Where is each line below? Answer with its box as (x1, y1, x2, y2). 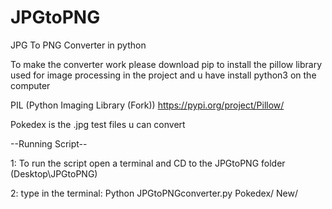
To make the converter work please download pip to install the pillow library (10, 58, 323, 70)
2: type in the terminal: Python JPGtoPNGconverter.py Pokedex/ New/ (10, 187, 298, 199)
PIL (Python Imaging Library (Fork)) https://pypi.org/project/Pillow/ (10, 99, 285, 111)
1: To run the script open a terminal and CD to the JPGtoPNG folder (10, 157, 286, 169)
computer (10, 79, 51, 91)
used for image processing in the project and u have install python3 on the (10, 69, 317, 81)
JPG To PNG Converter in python (10, 39, 147, 51)
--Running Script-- (10, 137, 88, 150)
